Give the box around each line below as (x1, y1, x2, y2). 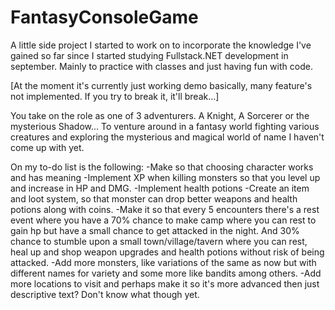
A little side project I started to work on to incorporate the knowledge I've (10, 39, 312, 51)
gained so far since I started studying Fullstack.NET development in (10, 49, 289, 61)
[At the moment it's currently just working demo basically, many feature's (10, 79, 313, 91)
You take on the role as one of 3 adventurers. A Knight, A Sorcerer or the (10, 109, 310, 121)
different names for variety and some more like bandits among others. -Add (10, 267, 322, 279)
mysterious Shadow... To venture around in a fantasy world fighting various (10, 120, 320, 132)
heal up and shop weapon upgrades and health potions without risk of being (10, 246, 325, 258)
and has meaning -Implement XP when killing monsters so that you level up (10, 171, 321, 183)
